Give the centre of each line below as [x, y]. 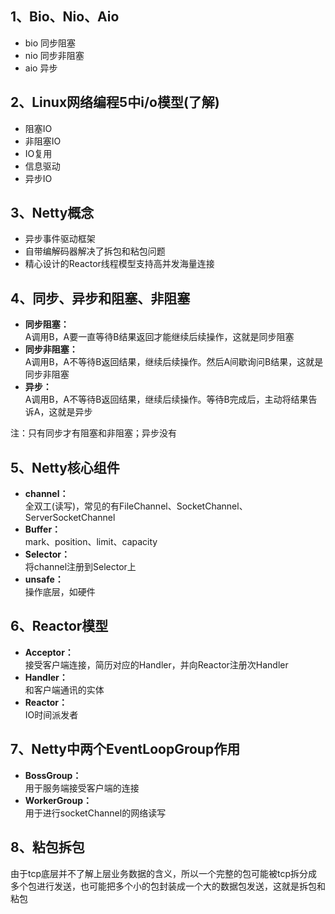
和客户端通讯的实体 [64, 689]
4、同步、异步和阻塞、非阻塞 [100, 298]
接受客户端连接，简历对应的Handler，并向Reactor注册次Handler [156, 664]
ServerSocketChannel [70, 518]
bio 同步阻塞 [50, 43]
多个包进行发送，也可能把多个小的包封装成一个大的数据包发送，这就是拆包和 [168, 886]
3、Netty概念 [52, 213]
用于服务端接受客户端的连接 [82, 788]
